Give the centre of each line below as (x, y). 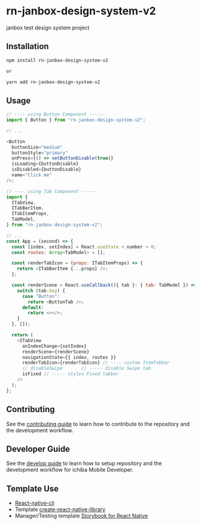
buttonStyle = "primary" (40, 153)
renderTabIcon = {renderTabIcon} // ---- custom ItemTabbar (96, 363)
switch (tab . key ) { (41, 291)
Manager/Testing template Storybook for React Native (81, 516)
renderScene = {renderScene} (56, 352)
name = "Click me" (32, 175)
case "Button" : (41, 296)
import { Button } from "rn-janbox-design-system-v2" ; (76, 120)
